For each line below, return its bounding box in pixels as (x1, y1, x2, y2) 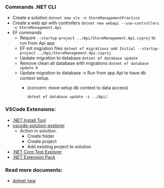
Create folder (27, 133, 55, 139)
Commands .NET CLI (5, 3, 56, 10)
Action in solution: (19, 127, 57, 133)
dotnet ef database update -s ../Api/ (27, 94, 108, 100)
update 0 (19, 65, 38, 70)
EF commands (12, 30, 42, 36)
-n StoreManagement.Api (12, 25, 62, 30)
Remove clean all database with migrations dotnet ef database (19, 61, 149, 66)
